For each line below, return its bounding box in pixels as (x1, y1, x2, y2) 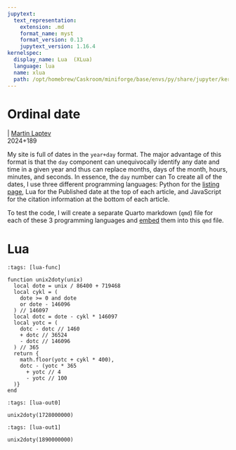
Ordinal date (7, 106, 81, 122)
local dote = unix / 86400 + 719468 (13, 283, 121, 290)
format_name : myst (20, 30, 74, 37)
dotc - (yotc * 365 (20, 363, 77, 370)
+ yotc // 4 (25, 368, 61, 376)
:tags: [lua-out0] (7, 399, 61, 406)
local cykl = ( (13, 289, 58, 296)
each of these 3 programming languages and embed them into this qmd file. (7, 216, 224, 225)
